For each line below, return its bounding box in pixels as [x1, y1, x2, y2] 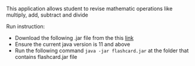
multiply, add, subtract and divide [6, 11, 88, 18]
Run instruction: [6, 23, 45, 30]
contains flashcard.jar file [14, 54, 78, 60]
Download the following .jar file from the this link [14, 34, 134, 41]
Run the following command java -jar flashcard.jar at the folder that [14, 47, 189, 54]
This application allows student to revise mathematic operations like [6, 5, 173, 12]
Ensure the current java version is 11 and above [14, 41, 131, 48]
